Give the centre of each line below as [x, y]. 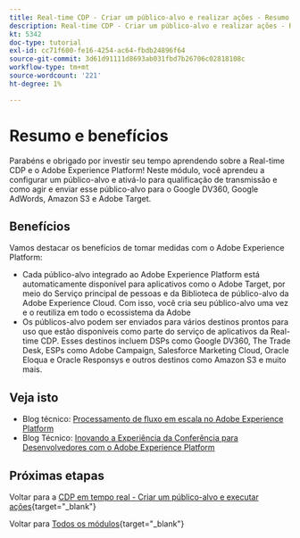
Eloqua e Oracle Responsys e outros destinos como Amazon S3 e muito [154, 360]
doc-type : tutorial [46, 42]
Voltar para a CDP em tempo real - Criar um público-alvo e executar [134, 497]
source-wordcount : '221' [55, 76]
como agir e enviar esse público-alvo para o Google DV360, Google [134, 189]
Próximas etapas [57, 475]
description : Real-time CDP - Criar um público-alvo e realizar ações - [147, 26]
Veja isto [34, 397]
